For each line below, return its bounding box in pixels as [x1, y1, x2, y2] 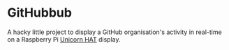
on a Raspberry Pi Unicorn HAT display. [7, 35, 121, 43]
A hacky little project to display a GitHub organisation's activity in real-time [7, 28, 222, 36]
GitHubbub [7, 5, 72, 21]
